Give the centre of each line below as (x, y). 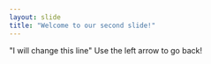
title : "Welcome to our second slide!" (83, 25)
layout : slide (35, 17)
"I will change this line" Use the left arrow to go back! (106, 50)
